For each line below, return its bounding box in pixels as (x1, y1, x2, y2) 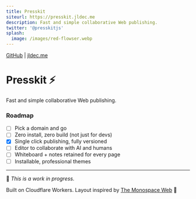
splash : (6, 30, 25, 36)
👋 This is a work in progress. (6, 175, 75, 182)
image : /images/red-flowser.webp (11, 36, 93, 42)
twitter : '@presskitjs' (6, 25, 64, 31)
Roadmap (6, 111, 34, 119)
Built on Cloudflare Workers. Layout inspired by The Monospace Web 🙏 (6, 186, 177, 193)
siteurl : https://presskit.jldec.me (6, 14, 95, 20)
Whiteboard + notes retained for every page (14, 151, 121, 158)
